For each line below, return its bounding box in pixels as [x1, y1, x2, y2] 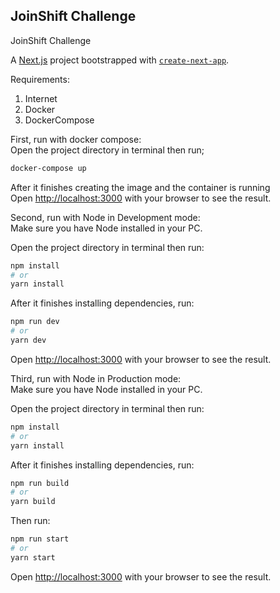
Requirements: [10, 73, 70, 85]
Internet [24, 92, 58, 104]
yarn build [10, 497, 56, 507]
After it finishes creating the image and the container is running [10, 181, 271, 193]
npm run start [10, 534, 70, 544]
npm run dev [10, 317, 60, 327]
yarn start [10, 552, 56, 563]
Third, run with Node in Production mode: [10, 372, 182, 384]
